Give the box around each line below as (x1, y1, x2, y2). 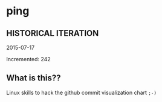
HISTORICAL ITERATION (6, 28, 99, 38)
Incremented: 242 (6, 56, 51, 62)
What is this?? (6, 73, 61, 83)
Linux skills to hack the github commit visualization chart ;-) (6, 89, 157, 96)
